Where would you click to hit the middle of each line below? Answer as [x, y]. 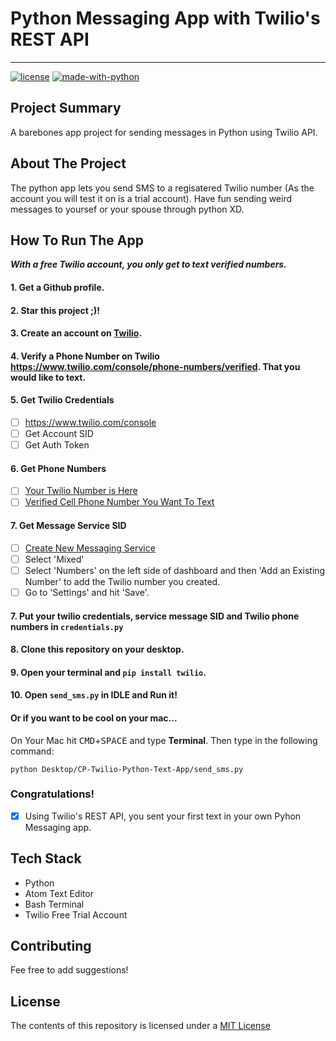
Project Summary [66, 108]
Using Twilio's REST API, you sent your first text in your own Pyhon [163, 816]
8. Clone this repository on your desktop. [97, 649]
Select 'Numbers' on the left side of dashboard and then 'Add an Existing [175, 570]
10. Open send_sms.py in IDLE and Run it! [94, 695]
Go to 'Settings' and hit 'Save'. [87, 592]
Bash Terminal [54, 904]
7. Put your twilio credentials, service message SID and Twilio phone [155, 616]
